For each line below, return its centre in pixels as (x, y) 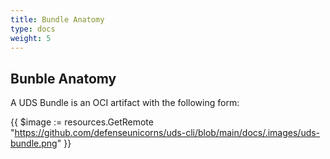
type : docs (33, 29)
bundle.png (34, 143)
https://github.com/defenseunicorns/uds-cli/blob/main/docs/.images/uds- (167, 133)
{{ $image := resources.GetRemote (82, 122)
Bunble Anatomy (63, 78)
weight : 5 (31, 38)
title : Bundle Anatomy (57, 19)
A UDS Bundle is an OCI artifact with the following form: (125, 103)
